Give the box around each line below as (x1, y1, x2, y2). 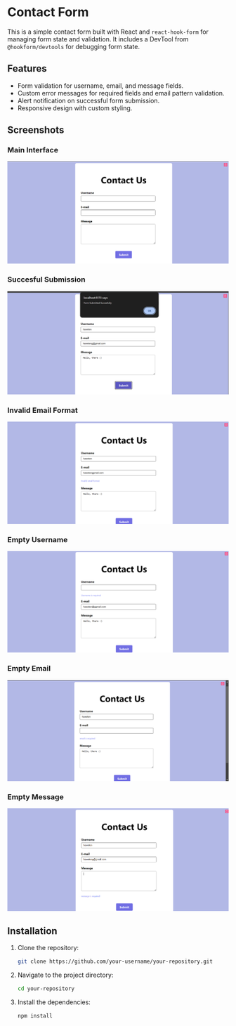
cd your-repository (17, 985, 75, 992)
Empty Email (7, 664, 51, 673)
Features (7, 63, 47, 74)
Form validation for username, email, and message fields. (17, 81, 184, 90)
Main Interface (7, 145, 58, 155)
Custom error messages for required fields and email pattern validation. (17, 88, 225, 97)
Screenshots (7, 124, 65, 136)
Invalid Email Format (7, 405, 79, 415)
